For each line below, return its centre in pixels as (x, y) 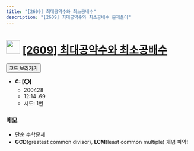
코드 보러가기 (24, 69)
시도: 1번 (33, 104)
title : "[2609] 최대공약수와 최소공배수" (51, 12)
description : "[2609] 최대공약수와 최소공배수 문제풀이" (69, 17)
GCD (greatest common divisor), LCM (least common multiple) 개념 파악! (101, 142)
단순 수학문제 (30, 134)
